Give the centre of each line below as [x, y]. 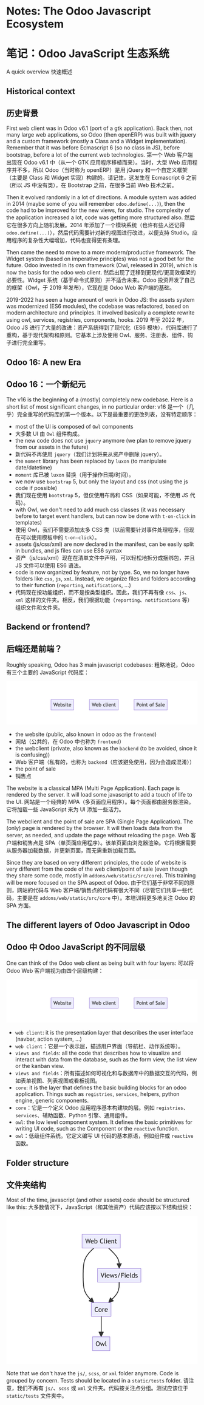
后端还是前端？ [34, 649]
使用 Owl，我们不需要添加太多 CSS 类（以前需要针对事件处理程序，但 [102, 529]
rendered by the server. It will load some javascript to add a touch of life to [99, 795]
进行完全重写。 [30, 343]
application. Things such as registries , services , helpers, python [97, 1094]
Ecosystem [35, 24]
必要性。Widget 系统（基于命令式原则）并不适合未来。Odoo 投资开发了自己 [101, 280]
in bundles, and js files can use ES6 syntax [69, 550]
